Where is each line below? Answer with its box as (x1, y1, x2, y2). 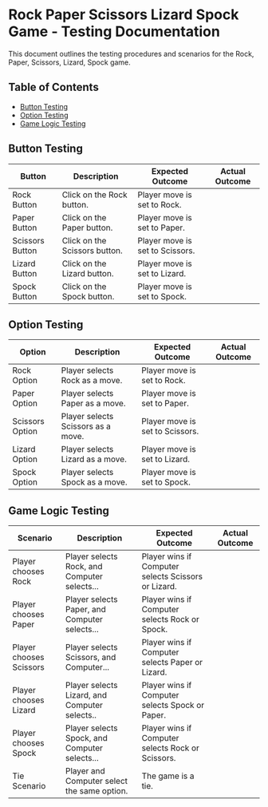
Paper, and (65, 604, 106, 615)
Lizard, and (65, 690, 108, 701)
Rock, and (65, 561, 103, 572)
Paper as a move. (61, 398, 126, 409)
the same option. (65, 785, 128, 797)
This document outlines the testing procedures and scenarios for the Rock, (8, 49, 254, 58)
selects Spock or (141, 700, 205, 711)
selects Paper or (141, 657, 203, 668)
